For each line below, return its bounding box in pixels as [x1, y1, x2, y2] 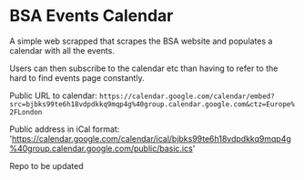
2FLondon [9, 107, 43, 116]
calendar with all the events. [9, 45, 116, 55]
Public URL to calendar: [9, 90, 98, 101]
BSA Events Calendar [9, 5, 174, 26]
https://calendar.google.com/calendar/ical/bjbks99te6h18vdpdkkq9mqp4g [12, 133, 291, 144]
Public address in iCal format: [9, 124, 120, 135]
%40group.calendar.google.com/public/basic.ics [9, 143, 193, 154]
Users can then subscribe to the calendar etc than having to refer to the [9, 63, 279, 74]
